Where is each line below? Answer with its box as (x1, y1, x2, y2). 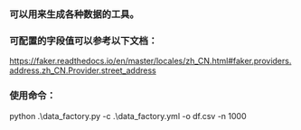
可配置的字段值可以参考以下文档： (9, 34, 158, 47)
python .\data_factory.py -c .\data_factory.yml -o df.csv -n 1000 (9, 110, 247, 121)
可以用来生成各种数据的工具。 (9, 7, 140, 20)
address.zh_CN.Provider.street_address (9, 65, 156, 76)
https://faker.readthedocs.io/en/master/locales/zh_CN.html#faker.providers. (9, 56, 292, 67)
